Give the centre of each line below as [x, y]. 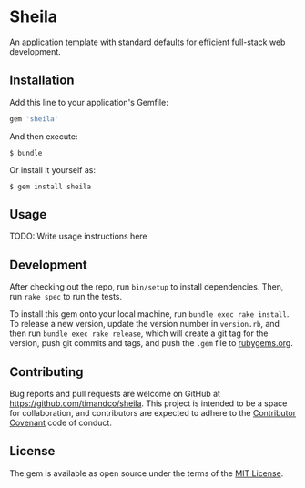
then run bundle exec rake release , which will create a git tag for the [139, 333]
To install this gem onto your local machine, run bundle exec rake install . [149, 314]
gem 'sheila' [34, 119]
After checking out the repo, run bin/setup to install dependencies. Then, [147, 287]
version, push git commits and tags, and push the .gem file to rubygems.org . [152, 343]
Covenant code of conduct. [61, 423]
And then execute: [44, 136]
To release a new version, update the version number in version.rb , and [145, 324]
